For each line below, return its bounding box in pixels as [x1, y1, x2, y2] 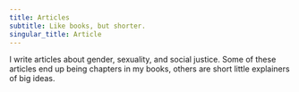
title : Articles [9, 13, 70, 22]
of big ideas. [9, 73, 56, 84]
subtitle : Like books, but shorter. [9, 21, 146, 30]
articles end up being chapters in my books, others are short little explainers [9, 63, 290, 74]
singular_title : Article [9, 29, 102, 38]
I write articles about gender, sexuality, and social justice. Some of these [9, 54, 277, 65]
